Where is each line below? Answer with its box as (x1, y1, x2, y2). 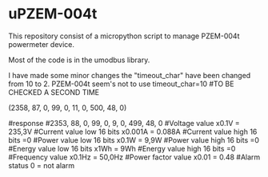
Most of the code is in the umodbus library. (8, 55, 150, 65)
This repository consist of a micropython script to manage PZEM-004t (8, 31, 240, 41)
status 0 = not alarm (8, 160, 75, 170)
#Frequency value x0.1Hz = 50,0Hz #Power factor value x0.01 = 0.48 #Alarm (8, 152, 261, 162)
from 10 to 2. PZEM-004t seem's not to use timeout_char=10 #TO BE (8, 79, 234, 88)
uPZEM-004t (8, 5, 98, 23)
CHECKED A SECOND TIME (8, 87, 100, 96)
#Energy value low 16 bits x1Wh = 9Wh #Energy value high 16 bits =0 (8, 144, 236, 153)
